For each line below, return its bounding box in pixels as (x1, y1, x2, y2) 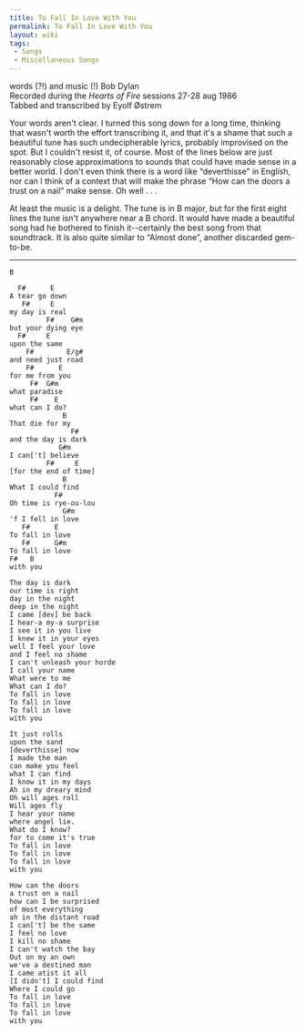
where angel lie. (9, 817, 76, 826)
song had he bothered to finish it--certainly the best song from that (9, 222, 261, 233)
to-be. (9, 242, 34, 252)
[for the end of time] (9, 467, 96, 476)
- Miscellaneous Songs (13, 56, 100, 65)
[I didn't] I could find (9, 977, 104, 986)
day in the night (9, 594, 76, 603)
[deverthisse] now (9, 745, 79, 755)
